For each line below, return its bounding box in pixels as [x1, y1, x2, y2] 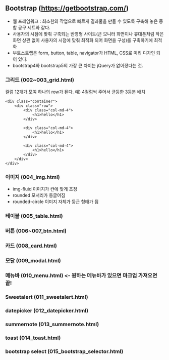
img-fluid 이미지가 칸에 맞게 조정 [12, 186, 77, 192]
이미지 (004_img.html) [5, 174, 60, 181]
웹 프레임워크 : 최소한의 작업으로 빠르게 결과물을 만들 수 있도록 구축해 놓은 [12, 18, 158, 24]
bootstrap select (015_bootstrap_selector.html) [5, 348, 124, 355]
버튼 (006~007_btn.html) [5, 227, 67, 234]
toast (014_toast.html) [5, 334, 61, 341]
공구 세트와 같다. [18, 24, 50, 30]
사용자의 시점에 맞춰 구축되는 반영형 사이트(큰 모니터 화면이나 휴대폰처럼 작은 [12, 30, 164, 37]
